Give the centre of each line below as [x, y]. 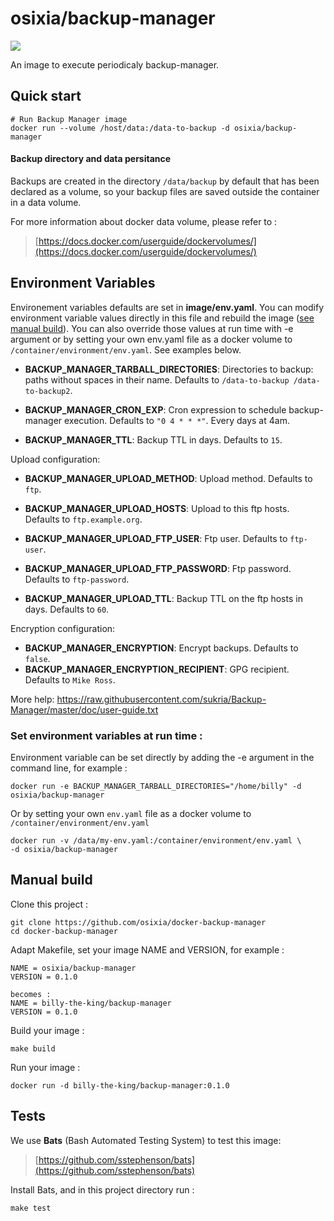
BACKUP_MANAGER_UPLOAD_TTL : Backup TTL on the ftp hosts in [163, 598]
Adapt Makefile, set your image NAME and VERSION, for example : [147, 949]
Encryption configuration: [63, 628]
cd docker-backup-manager [64, 931]
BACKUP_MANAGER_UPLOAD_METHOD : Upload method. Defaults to [168, 478]
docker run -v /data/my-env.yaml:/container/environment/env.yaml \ [156, 841]
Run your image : [45, 1067]
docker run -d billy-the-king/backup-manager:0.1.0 [120, 1085]
